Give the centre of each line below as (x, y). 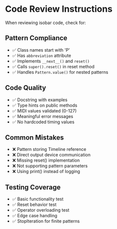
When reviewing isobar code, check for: (45, 23)
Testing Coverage (33, 187)
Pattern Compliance (36, 38)
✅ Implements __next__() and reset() (51, 61)
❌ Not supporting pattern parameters (50, 166)
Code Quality (26, 88)
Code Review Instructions (59, 9)
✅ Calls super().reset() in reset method (53, 66)
